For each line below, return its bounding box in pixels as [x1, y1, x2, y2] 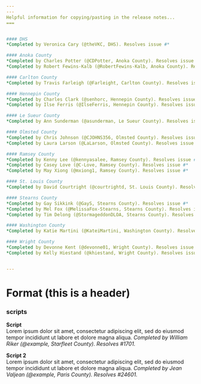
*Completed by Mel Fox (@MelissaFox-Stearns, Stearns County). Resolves [6, 206, 191, 212]
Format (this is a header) [6, 286, 130, 300]
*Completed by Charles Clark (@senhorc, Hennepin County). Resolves [6, 96, 181, 102]
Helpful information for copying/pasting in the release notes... [6, 14, 175, 20]
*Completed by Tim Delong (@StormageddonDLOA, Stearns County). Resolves [6, 211, 194, 217]
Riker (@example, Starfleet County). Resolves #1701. [6, 340, 136, 347]
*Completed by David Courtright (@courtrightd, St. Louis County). [6, 184, 178, 190]
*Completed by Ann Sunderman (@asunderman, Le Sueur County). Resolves [6, 118, 188, 125]
